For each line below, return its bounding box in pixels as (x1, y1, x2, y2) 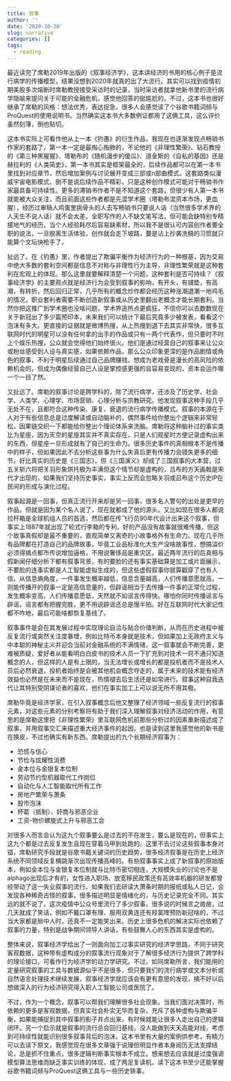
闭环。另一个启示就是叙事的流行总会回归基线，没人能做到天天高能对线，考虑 (7, 1023, 224, 1031)
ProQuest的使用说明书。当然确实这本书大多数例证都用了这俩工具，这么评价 (7, 111, 221, 119)
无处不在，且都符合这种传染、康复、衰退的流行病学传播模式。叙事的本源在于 (7, 404, 224, 413)
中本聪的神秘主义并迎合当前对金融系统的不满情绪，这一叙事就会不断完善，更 (7, 640, 224, 649)
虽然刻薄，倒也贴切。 (7, 120, 67, 128)
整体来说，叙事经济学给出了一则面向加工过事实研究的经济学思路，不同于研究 (7, 940, 224, 948)
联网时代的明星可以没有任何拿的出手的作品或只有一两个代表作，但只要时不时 (7, 330, 224, 338)
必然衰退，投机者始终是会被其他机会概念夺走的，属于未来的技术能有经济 (19, 666, 224, 675)
